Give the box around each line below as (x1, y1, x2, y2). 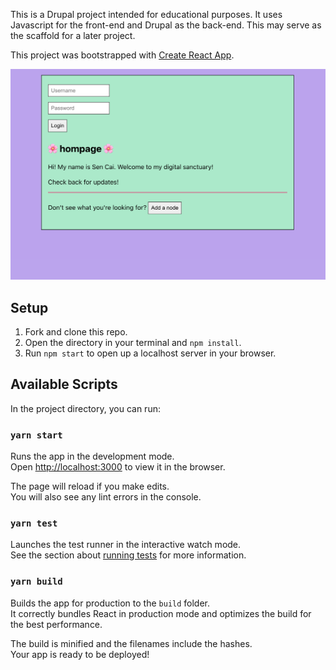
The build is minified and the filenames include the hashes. (10, 637, 253, 649)
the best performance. (10, 618, 103, 630)
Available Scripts (10, 376, 118, 393)
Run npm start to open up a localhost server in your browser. (24, 347, 277, 359)
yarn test (10, 517, 58, 529)
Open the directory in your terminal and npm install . (24, 336, 242, 348)
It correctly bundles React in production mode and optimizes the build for (10, 607, 312, 619)
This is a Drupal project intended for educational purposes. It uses (10, 9, 283, 20)
